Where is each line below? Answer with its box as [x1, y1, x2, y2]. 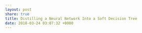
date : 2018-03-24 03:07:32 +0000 [5, 20, 74, 26]
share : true [5, 12, 29, 16]
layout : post [5, 7, 32, 12]
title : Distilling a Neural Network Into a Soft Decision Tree [5, 16, 138, 21]
